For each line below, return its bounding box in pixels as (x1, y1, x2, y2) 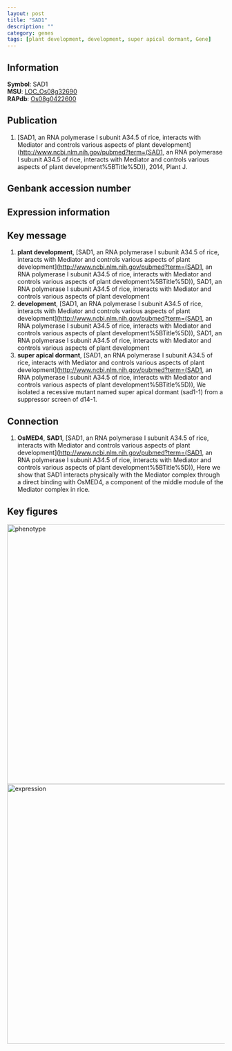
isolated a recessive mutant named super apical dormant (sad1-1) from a (17, 388, 223, 396)
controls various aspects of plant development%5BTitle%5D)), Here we (17, 463, 221, 472)
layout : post (7, 10, 45, 17)
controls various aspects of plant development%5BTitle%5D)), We (17, 380, 206, 389)
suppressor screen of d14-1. (17, 396, 98, 404)
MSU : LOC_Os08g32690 (7, 87, 77, 96)
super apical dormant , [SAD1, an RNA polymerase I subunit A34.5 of (17, 351, 213, 360)
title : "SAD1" (7, 17, 48, 24)
